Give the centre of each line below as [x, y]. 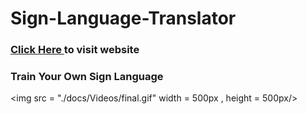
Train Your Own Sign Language [87, 77]
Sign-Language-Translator [123, 18]
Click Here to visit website [75, 50]
